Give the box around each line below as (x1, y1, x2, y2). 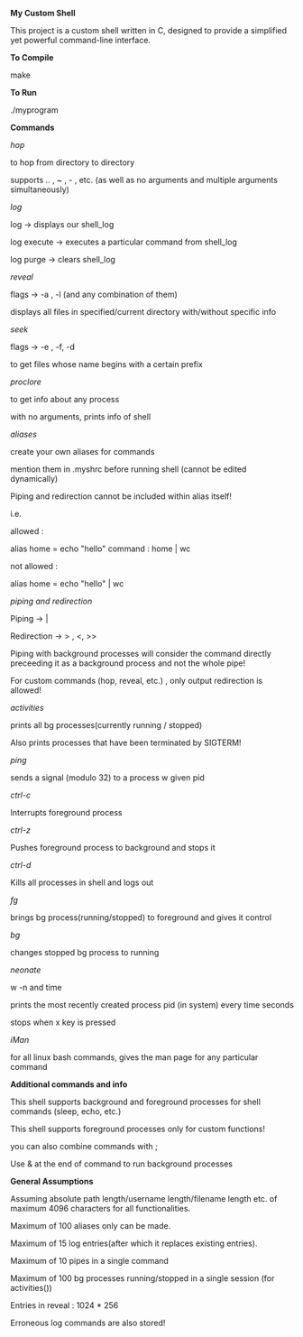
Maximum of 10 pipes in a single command (10, 1256, 170, 1266)
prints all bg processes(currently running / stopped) (10, 720, 203, 730)
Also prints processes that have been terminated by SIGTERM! (10, 737, 242, 748)
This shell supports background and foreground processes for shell (10, 1096, 261, 1107)
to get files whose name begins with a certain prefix (10, 359, 204, 369)
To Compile (10, 52, 54, 62)
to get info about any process (10, 394, 120, 404)
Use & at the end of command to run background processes (10, 1158, 234, 1169)
